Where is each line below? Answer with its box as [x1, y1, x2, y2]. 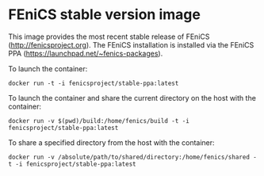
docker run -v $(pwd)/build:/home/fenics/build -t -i [8, 117, 190, 124]
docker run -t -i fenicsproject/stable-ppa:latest [8, 79, 179, 87]
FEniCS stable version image [8, 6, 201, 24]
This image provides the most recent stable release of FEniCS [8, 32, 210, 41]
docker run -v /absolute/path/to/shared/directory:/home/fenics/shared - [8, 153, 258, 161]
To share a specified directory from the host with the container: [8, 137, 216, 147]
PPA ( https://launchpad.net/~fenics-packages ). [8, 48, 163, 58]
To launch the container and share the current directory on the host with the [8, 93, 256, 102]
